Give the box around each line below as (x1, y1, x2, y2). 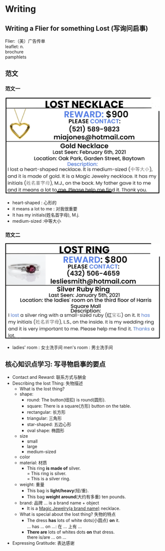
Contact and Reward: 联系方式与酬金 (12, 374, 86, 380)
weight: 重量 (19, 481, 45, 487)
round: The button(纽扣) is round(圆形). (27, 396, 106, 403)
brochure (5, 49, 24, 54)
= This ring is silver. (27, 470, 67, 476)
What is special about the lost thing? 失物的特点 (19, 511, 116, 517)
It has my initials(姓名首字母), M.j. (12, 212, 80, 218)
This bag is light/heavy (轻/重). (27, 487, 89, 494)
